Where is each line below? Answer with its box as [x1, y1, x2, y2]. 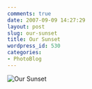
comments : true [7, 10, 52, 17]
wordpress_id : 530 [7, 42, 61, 49]
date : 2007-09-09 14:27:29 [7, 17, 86, 24]
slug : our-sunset [7, 29, 58, 37]
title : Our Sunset [7, 36, 61, 43]
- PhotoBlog [7, 56, 42, 63]
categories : [7, 49, 42, 56]
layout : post [7, 23, 45, 30]
